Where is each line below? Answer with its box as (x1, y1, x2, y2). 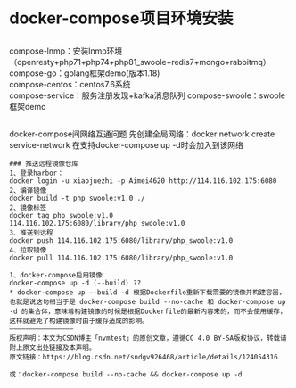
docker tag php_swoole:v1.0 (9, 211, 114, 219)
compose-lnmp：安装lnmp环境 (9, 45, 123, 56)
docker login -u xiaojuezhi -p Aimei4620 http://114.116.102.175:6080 (9, 176, 277, 186)
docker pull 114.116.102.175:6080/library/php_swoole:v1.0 (9, 253, 234, 262)
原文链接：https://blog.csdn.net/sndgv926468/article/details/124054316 (9, 352, 278, 361)
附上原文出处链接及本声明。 (9, 343, 96, 352)
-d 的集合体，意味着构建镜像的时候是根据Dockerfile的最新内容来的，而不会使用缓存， (9, 307, 287, 316)
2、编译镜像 (9, 186, 47, 194)
